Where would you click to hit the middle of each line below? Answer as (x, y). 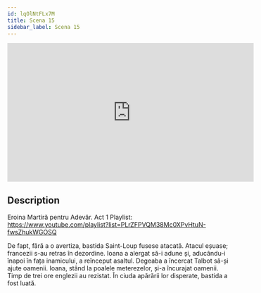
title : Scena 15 (31, 20)
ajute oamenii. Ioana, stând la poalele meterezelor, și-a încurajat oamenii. (113, 268)
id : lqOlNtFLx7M (31, 14)
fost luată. (22, 283)
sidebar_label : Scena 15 (44, 27)
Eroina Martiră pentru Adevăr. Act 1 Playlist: (70, 217)
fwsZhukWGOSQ (32, 232)
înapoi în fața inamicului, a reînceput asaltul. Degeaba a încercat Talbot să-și (118, 261)
